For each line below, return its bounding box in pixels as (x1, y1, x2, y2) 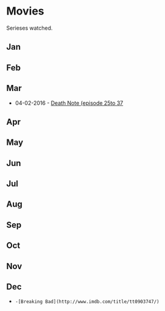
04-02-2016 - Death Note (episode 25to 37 (15, 99, 123, 107)
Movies (6, 4, 44, 18)
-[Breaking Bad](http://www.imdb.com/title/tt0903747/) (15, 299, 160, 305)
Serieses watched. (6, 24, 53, 32)
